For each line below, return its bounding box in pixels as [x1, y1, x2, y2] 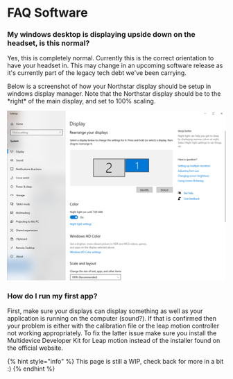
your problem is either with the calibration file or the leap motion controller [7, 321, 220, 330]
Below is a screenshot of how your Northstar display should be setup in [7, 82, 212, 91]
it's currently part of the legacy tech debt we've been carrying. [7, 69, 187, 77]
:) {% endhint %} [7, 364, 55, 373]
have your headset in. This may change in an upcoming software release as [7, 61, 223, 70]
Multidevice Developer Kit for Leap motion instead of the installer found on [7, 337, 221, 345]
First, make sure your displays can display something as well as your [7, 307, 203, 315]
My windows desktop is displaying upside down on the [7, 30, 196, 40]
